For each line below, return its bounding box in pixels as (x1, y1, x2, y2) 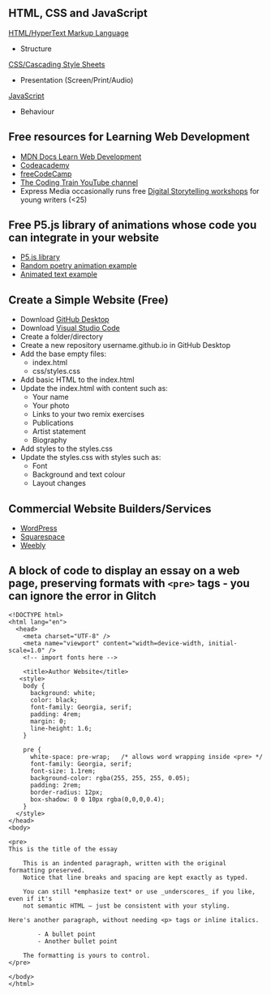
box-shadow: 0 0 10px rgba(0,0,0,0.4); (29, 795, 165, 804)
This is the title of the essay (8, 845, 118, 853)
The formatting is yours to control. (23, 951, 151, 959)
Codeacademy (19, 160, 70, 169)
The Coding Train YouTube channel (19, 178, 139, 187)
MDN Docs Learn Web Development (19, 152, 142, 161)
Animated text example (19, 269, 97, 279)
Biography (32, 435, 67, 445)
